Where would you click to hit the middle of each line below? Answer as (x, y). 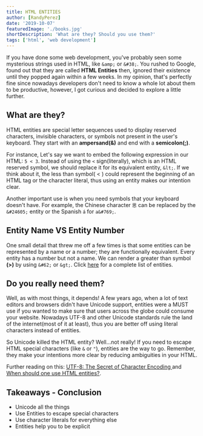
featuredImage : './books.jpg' (45, 29)
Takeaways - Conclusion (54, 392)
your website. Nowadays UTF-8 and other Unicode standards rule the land (99, 318)
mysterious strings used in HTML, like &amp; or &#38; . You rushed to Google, (101, 64)
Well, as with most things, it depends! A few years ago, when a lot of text (97, 298)
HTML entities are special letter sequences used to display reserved (92, 130)
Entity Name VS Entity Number (65, 230)
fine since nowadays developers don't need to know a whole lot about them (101, 83)
